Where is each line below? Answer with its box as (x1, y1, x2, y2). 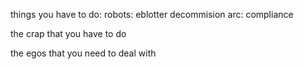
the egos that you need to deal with (10, 47, 157, 59)
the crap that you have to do (10, 28, 127, 39)
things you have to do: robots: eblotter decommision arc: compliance (10, 9, 294, 20)
